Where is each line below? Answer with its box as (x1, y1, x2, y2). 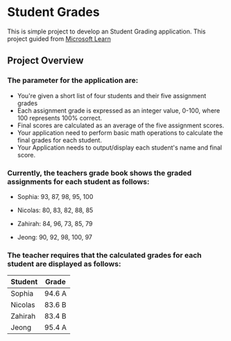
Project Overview (7, 55, 84, 67)
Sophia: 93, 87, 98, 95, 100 (17, 192, 94, 200)
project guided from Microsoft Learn (7, 34, 111, 42)
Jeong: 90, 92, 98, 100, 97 (17, 232, 92, 241)
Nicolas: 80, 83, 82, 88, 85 (17, 206, 94, 214)
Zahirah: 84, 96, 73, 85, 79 (17, 219, 93, 228)
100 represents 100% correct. (17, 113, 103, 122)
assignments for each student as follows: (7, 177, 150, 187)
